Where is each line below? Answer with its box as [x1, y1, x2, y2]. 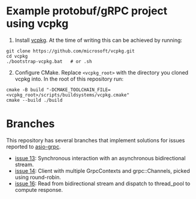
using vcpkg [6, 17, 69, 30]
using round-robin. [14, 173, 62, 181]
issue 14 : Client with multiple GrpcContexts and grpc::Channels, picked [14, 167, 190, 174]
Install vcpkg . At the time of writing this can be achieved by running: [14, 36, 182, 43]
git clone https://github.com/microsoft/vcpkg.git [6, 48, 135, 54]
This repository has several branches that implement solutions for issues [6, 136, 185, 144]
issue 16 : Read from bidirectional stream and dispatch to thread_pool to [14, 180, 191, 187]
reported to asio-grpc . [6, 143, 61, 150]
